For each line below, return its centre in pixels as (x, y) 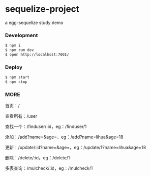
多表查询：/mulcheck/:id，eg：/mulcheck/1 (49, 168)
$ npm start (17, 77)
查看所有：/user (21, 116)
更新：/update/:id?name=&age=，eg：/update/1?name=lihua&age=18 (75, 148)
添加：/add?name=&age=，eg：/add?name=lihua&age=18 (64, 137)
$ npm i (13, 46)
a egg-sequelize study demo (34, 23)
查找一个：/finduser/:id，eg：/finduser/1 (46, 126)
